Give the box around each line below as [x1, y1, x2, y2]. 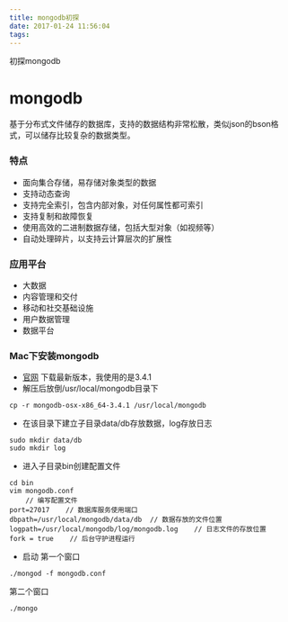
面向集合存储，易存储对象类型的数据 [22, 176, 157, 187]
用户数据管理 [22, 313, 70, 324]
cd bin [9, 479, 34, 488]
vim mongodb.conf [9, 487, 74, 496]
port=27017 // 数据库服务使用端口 [9, 506, 138, 515]
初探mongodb [9, 56, 61, 67]
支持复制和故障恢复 [22, 211, 94, 221]
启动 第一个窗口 [22, 551, 81, 563]
